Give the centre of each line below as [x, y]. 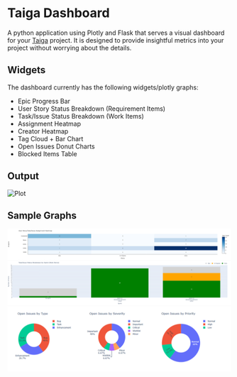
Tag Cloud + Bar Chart [50, 138]
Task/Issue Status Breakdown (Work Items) [81, 116]
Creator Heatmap [43, 131]
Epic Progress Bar [44, 101]
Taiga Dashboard [59, 13]
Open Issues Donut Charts [56, 146]
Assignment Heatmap [49, 124]
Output [23, 176]
